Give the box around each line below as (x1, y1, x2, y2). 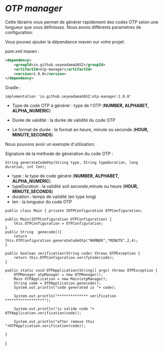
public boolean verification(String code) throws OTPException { (5, 251, 140, 256)
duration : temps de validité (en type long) (12, 194, 96, 200)
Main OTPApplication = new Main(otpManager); (14, 276, 108, 282)
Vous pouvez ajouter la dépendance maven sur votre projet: (5, 39, 125, 44)
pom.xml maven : (5, 48, 40, 54)
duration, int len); (5, 164, 47, 170)
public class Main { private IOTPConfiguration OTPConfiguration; (5, 208, 143, 214)
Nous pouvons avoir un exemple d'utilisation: (5, 141, 95, 147)
